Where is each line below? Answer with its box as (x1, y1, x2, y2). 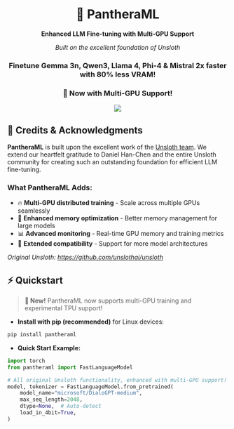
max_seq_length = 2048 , (20, 396, 83, 403)
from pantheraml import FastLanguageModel (7, 364, 133, 371)
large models (17, 221, 55, 230)
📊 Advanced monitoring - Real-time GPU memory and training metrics (17, 230, 224, 238)
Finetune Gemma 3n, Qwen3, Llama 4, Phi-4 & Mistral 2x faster (8, 60, 227, 70)
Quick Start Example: (17, 343, 81, 352)
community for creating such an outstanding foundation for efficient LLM (7, 157, 218, 166)
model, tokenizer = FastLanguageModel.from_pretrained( (7, 383, 174, 390)
